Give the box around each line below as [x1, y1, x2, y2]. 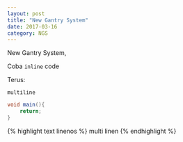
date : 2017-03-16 [7, 23, 58, 30]
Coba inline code [7, 62, 60, 70]
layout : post [7, 10, 45, 17]
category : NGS [7, 29, 49, 37]
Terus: [7, 76, 26, 84]
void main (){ [7, 102, 45, 109]
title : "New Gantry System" [7, 17, 89, 24]
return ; [19, 108, 42, 115]
